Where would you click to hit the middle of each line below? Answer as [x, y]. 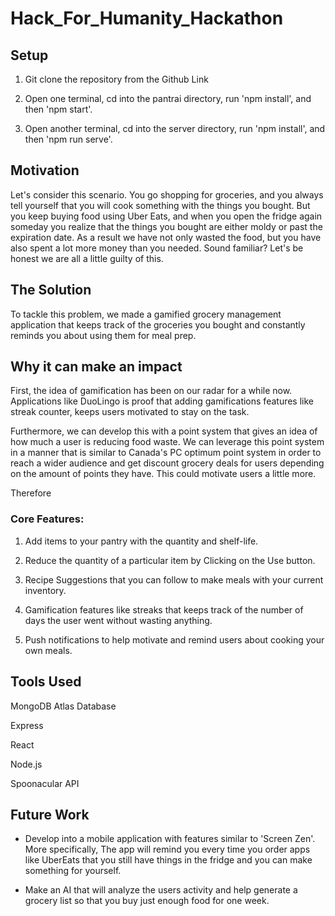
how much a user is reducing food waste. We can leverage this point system [167, 442]
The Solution [51, 290]
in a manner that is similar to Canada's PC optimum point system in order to [166, 453]
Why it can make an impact [96, 367]
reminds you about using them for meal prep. [103, 335]
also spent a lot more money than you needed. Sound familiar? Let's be [157, 248]
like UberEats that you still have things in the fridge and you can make [168, 860]
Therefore [31, 493]
